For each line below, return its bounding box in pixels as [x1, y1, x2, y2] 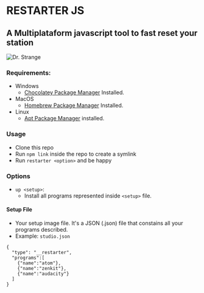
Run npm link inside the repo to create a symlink [15, 150, 137, 157]
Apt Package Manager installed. [24, 115, 105, 122]
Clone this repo [15, 143, 54, 151]
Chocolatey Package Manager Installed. [24, 89, 125, 96]
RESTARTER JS [6, 4, 85, 18]
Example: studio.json [15, 232, 70, 240]
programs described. [15, 226, 68, 233]
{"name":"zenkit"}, [17, 266, 67, 272]
